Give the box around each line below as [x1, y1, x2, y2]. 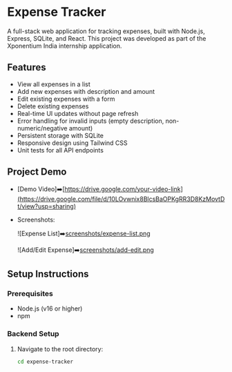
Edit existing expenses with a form [17, 95, 115, 103]
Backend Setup [7, 329, 60, 339]
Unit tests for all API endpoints [17, 146, 104, 154]
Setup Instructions [7, 268, 89, 280]
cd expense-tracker [17, 358, 74, 365]
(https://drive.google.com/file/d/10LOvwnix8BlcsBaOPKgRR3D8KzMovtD [17, 195, 225, 203]
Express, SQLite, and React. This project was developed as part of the [7, 34, 206, 42]
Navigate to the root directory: [17, 344, 104, 353]
